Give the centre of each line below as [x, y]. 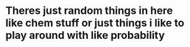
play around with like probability [85, 35]
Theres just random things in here [89, 11]
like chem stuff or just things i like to [95, 23]
